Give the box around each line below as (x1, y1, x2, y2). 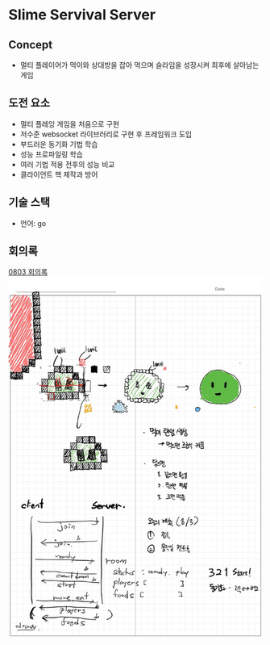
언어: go (19, 218, 47, 228)
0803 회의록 (8, 267, 48, 277)
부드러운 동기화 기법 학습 (19, 139, 98, 149)
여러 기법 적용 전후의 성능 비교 (19, 159, 115, 169)
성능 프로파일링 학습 (19, 149, 83, 159)
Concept (8, 38, 53, 52)
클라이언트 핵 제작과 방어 (19, 170, 98, 179)
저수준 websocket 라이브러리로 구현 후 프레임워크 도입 (19, 129, 192, 139)
